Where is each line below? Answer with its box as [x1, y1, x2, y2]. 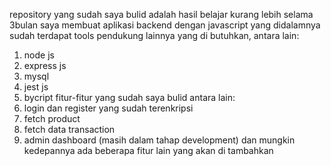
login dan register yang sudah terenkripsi [23, 102, 194, 114]
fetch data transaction [23, 124, 116, 135]
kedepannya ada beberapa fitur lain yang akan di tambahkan [23, 145, 274, 156]
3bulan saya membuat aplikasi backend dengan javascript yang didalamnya [9, 19, 321, 31]
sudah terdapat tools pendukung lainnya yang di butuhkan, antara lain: [9, 30, 300, 41]
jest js [23, 81, 49, 93]
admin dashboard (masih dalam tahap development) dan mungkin [23, 134, 296, 146]
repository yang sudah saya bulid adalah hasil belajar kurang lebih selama [9, 9, 314, 20]
